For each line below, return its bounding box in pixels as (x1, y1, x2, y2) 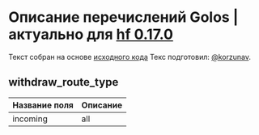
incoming (12, 113, 49, 124)
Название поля (12, 99, 74, 111)
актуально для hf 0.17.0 (8, 25, 174, 44)
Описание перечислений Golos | (8, 8, 239, 27)
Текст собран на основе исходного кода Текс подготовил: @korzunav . (8, 52, 252, 61)
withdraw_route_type (8, 75, 119, 89)
